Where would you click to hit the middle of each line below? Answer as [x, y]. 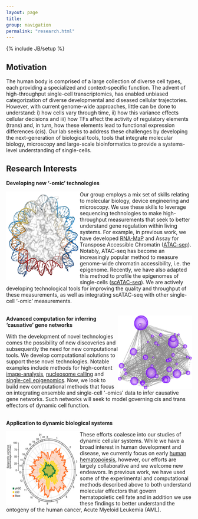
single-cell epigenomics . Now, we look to [56, 380]
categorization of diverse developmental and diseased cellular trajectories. [97, 100]
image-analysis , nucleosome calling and [55, 374]
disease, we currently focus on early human [133, 453]
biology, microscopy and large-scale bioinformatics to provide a [84, 144]
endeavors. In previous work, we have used [133, 472]
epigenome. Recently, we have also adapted [133, 270]
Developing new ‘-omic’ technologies [53, 183]
